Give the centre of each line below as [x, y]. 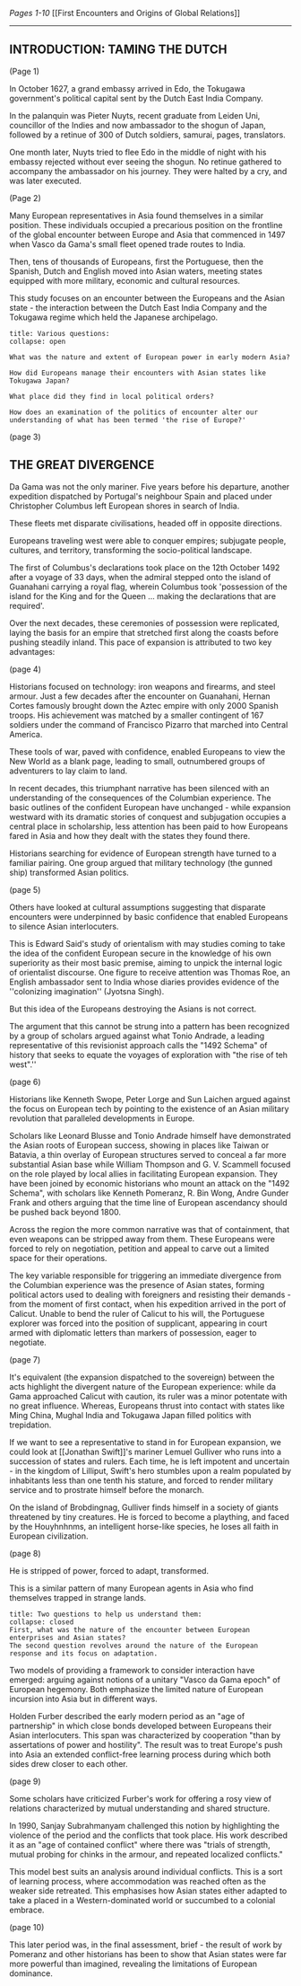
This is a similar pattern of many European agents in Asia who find [131, 1588]
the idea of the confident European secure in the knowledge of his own [140, 953]
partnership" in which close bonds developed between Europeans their [141, 1726]
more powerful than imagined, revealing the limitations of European [133, 1964]
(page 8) [26, 1553]
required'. [27, 605]
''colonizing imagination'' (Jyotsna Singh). [87, 991]
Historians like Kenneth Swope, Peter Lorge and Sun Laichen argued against [150, 1099]
